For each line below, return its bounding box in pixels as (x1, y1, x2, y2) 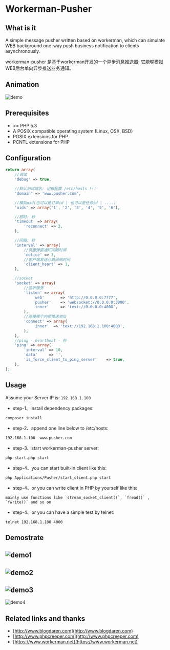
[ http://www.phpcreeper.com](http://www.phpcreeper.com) (12, 633, 139, 640)
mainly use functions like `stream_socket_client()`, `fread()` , (5, 495, 150, 500)
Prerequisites (5, 109, 49, 118)
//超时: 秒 (14, 214, 35, 219)
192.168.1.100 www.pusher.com (5, 435, 72, 440)
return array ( (5, 168, 36, 173)
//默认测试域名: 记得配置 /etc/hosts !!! (14, 186, 96, 192)
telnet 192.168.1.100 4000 (5, 519, 63, 525)
